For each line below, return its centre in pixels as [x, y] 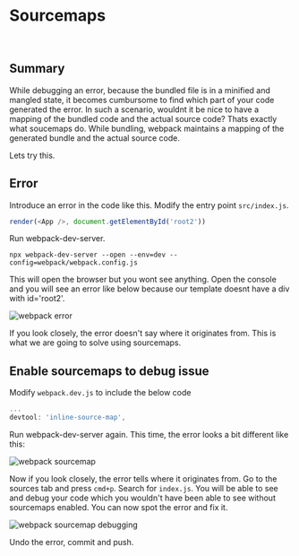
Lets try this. [32, 155]
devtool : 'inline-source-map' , [68, 418]
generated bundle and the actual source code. [95, 138]
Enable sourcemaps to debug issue [109, 371]
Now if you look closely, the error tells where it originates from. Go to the [143, 479]
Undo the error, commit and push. [72, 542]
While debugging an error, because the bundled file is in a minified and [140, 90]
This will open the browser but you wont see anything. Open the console [143, 280]
